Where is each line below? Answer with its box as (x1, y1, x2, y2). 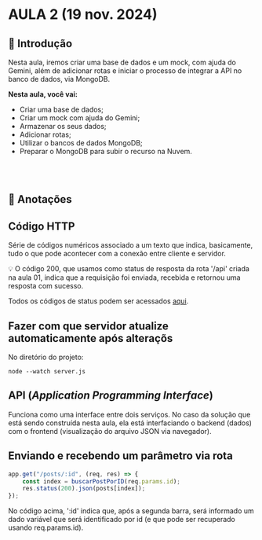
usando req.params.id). (8, 523, 84, 532)
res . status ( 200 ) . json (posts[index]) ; (22, 485, 146, 493)
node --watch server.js (8, 368, 86, 376)
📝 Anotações (8, 193, 72, 206)
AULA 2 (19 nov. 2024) (8, 6, 158, 24)
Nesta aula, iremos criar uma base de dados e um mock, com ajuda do (8, 57, 237, 67)
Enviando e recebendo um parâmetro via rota (8, 450, 233, 463)
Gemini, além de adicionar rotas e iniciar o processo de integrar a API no (8, 66, 242, 75)
